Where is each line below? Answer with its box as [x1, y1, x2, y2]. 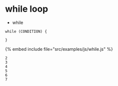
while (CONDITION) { [5, 29, 48, 34]
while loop [5, 3, 48, 15]
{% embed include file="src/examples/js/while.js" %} [5, 46, 113, 52]
